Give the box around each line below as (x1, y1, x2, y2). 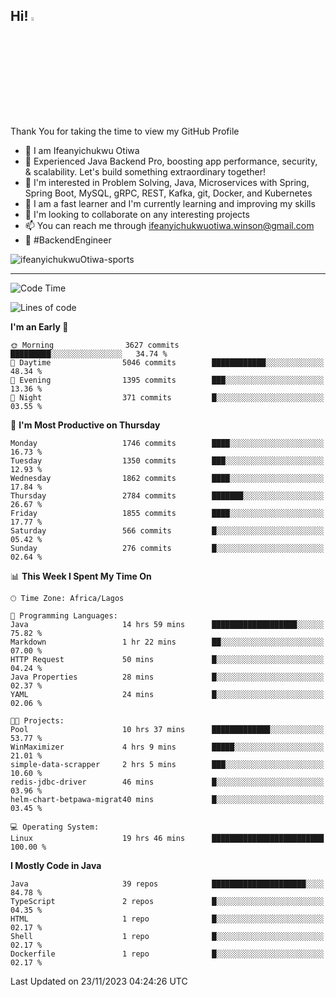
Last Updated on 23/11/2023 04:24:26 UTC (10, 975, 188, 987)
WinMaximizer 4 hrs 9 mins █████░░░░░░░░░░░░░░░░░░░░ (10, 742, 325, 752)
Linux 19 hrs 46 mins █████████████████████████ (10, 833, 325, 843)
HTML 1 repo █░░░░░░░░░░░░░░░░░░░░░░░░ (10, 914, 325, 924)
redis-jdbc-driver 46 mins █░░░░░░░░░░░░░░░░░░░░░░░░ (10, 777, 325, 787)
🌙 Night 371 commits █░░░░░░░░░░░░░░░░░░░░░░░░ (10, 392, 325, 403)
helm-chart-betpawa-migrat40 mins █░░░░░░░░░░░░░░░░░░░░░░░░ (10, 794, 325, 804)
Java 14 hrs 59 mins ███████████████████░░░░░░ (10, 619, 325, 629)
